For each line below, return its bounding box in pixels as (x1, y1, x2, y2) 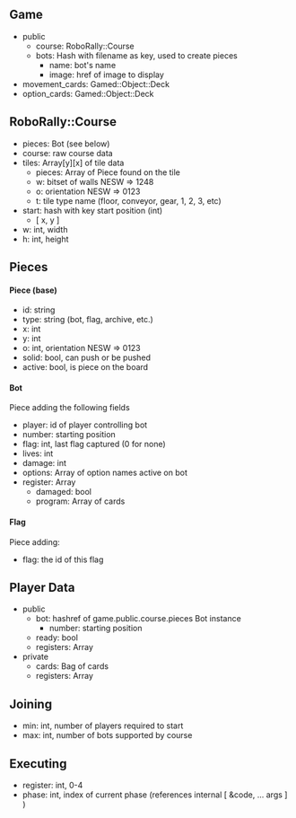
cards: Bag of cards (35, 661, 109, 672)
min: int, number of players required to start (22, 720, 184, 731)
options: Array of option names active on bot (22, 467, 188, 479)
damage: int (22, 458, 67, 469)
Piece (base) (9, 285, 57, 295)
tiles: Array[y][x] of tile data (22, 157, 125, 168)
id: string (22, 304, 56, 315)
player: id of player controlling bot (22, 419, 148, 430)
